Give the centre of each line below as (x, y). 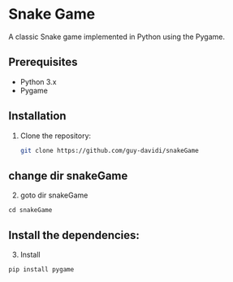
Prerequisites (43, 62)
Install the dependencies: (74, 235)
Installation (37, 116)
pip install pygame (41, 270)
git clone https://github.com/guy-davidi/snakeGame (109, 150)
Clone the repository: (56, 136)
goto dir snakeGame (54, 195)
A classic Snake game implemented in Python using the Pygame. (117, 37)
